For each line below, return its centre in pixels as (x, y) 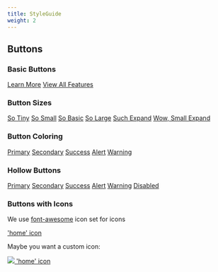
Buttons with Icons (40, 204)
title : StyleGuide (34, 14)
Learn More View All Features (51, 85)
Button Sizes (29, 103)
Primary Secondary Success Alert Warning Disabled (83, 186)
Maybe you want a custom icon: (54, 247)
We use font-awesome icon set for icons (67, 219)
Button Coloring (35, 136)
